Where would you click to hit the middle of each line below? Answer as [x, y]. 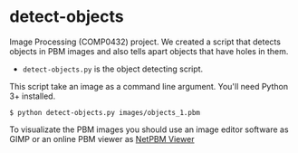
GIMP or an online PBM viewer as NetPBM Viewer [102, 139]
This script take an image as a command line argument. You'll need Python [149, 86]
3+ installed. [33, 96]
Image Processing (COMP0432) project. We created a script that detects [145, 42]
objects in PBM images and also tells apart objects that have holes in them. [149, 51]
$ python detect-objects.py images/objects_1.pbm [105, 112]
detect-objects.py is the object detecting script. [113, 69]
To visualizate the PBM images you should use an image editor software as [149, 129]
